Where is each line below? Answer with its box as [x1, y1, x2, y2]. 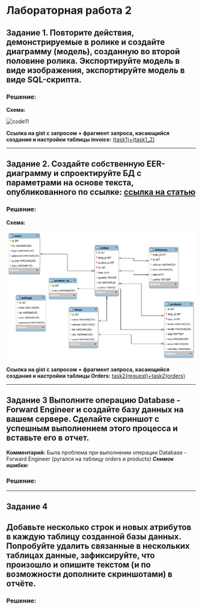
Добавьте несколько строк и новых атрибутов [6, 522, 192, 532]
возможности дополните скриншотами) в [6, 569, 173, 579]
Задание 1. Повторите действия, [6, 28, 134, 38]
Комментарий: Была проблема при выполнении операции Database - [6, 448, 187, 456]
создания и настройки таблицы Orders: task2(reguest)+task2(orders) [6, 372, 185, 379]
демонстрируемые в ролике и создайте [6, 37, 165, 47]
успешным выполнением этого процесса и [6, 423, 179, 433]
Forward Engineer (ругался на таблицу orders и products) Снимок [6, 455, 174, 462]
